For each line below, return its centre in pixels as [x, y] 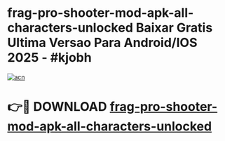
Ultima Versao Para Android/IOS [102, 43]
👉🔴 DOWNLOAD [57, 107]
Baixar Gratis [174, 28]
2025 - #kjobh [50, 58]
